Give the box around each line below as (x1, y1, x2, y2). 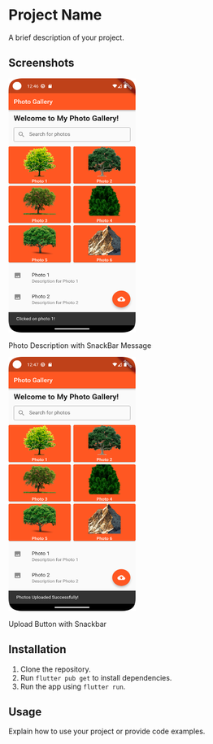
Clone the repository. (20, 664, 91, 674)
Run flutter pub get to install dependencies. (20, 672, 172, 682)
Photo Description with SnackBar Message (8, 340, 152, 350)
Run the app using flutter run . (20, 681, 126, 691)
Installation (8, 642, 67, 656)
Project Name (8, 6, 102, 24)
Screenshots (8, 56, 75, 70)
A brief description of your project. (8, 33, 124, 42)
